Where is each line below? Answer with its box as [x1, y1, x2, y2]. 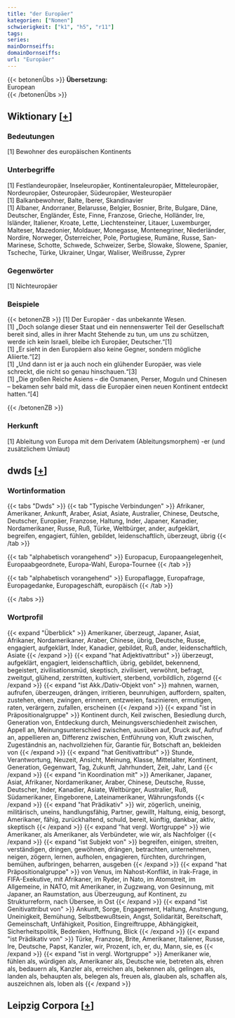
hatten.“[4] [7, 390, 39, 398]
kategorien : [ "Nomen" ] [7, 17, 74, 24]
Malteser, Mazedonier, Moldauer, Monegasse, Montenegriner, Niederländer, [7, 226, 227, 234]
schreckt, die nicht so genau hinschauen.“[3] [7, 367, 137, 376]
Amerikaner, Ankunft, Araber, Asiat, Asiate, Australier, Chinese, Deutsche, [7, 509, 220, 518]
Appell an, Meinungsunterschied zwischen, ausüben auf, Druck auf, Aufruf [7, 725, 223, 734]
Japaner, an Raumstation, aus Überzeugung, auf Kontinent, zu [7, 889, 187, 898]
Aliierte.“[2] [7, 353, 41, 361]
